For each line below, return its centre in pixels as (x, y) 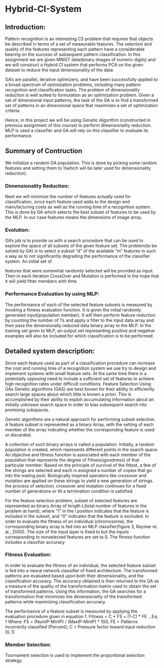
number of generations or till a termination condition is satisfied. (69, 491)
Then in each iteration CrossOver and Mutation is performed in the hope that (82, 276)
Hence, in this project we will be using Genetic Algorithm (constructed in (78, 120)
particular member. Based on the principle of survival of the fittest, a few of (81, 465)
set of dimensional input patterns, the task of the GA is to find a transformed (82, 100)
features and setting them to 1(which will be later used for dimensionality (78, 168)
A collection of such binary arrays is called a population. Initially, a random (80, 444)
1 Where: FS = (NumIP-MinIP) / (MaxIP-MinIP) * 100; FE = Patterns (72, 622)
